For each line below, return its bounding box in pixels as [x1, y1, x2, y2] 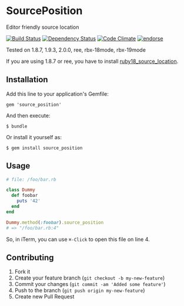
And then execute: [6, 112, 51, 119]
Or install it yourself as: [6, 133, 62, 140]
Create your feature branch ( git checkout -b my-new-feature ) [14, 274, 165, 281]
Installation [6, 75, 48, 85]
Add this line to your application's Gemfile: [6, 90, 109, 97]
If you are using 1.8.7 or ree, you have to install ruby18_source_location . [6, 58, 179, 65]
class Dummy [6, 187, 35, 193]
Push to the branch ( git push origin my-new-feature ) [14, 287, 145, 294]
